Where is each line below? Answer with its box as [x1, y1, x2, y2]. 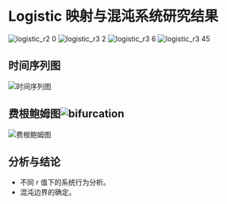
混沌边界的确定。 [19, 187, 76, 197]
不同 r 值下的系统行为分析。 [19, 178, 110, 187]
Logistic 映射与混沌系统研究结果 [8, 7, 218, 25]
